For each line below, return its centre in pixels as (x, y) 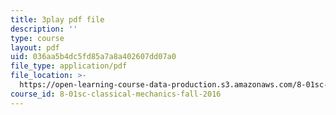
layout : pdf (35, 47)
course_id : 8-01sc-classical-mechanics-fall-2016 (116, 94)
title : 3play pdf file (57, 19)
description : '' (44, 29)
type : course (37, 38)
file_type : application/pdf (69, 66)
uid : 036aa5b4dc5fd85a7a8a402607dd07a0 (93, 57)
